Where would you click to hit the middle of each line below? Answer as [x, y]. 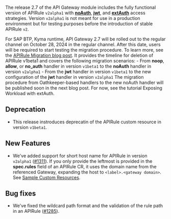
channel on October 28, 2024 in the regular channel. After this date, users [83, 45]
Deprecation [26, 109]
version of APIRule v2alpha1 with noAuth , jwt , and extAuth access [75, 13]
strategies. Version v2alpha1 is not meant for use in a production [73, 18]
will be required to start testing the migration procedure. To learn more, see [84, 50]
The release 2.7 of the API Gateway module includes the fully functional [81, 7]
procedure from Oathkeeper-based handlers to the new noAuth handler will [84, 82]
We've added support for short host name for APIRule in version [80, 156]
